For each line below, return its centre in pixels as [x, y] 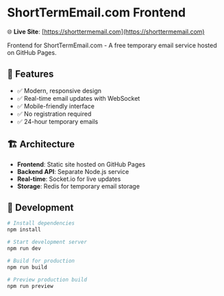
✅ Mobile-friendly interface [55, 106]
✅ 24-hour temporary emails [58, 121]
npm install [24, 230]
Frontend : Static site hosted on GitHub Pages [81, 164]
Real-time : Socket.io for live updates [69, 179]
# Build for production [41, 261]
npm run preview [30, 286]
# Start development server [47, 242]
